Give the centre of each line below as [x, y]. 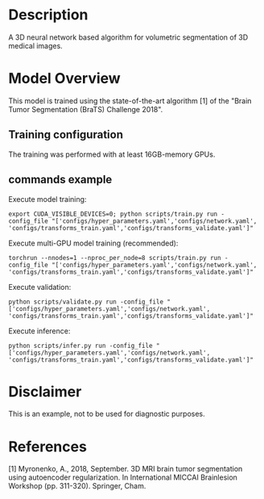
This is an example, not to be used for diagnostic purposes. [107, 414]
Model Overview [64, 79]
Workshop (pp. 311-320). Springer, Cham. [77, 486]
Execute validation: [40, 287]
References [47, 447]
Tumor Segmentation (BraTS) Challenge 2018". [86, 109]
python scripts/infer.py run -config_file [80, 346]
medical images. [35, 45]
